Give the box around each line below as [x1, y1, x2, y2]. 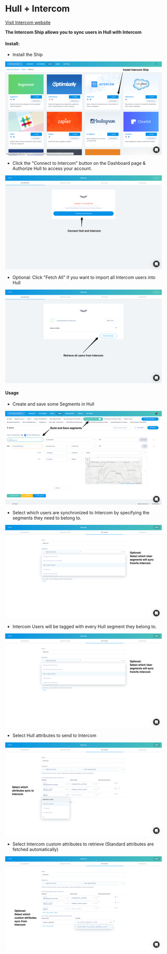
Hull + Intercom [5, 3, 70, 14]
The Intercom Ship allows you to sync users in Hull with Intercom [5, 29, 142, 35]
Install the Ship [12, 52, 43, 58]
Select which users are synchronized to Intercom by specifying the [12, 510, 150, 516]
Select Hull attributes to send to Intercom [12, 732, 97, 738]
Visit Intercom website [5, 19, 51, 25]
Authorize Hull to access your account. [12, 165, 92, 172]
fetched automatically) [12, 846, 59, 852]
